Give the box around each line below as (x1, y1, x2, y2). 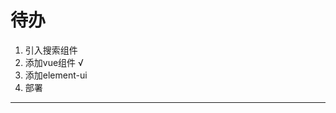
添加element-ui (24, 69, 88, 81)
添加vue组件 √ (24, 56, 84, 68)
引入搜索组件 (24, 44, 78, 56)
